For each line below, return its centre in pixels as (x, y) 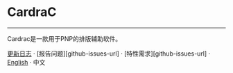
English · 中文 (26, 62)
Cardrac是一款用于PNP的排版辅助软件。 (64, 38)
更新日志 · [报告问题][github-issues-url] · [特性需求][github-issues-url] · (109, 54)
